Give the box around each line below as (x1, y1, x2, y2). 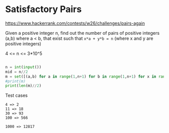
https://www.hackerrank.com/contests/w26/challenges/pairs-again (5, 20, 145, 26)
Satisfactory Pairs (5, 4, 82, 15)
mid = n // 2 (5, 69, 28, 74)
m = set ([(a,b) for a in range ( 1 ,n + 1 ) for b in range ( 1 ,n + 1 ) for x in (5, 74, 156, 79)
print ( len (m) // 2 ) (5, 83, 42, 89)
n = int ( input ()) (5, 64, 42, 70)
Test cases (5, 92, 28, 99)
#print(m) (5, 79, 26, 84)
